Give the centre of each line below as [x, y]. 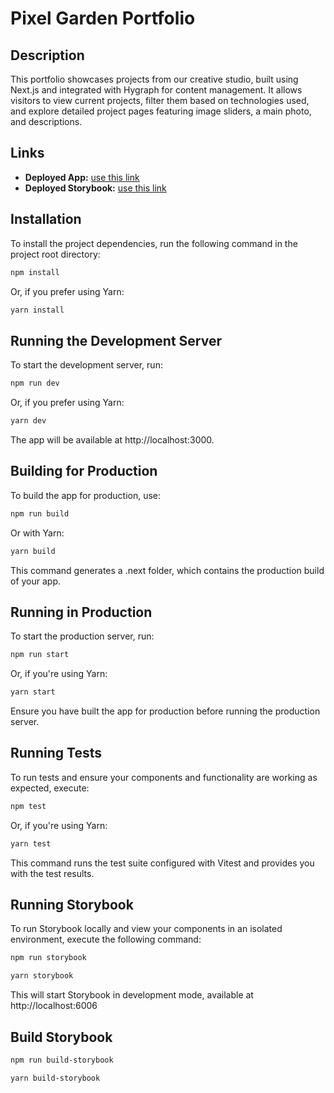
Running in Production [81, 612]
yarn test [31, 843]
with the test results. [52, 873]
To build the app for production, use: [86, 495]
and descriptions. [46, 121]
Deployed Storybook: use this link [95, 188]
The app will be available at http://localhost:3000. [112, 439]
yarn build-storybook [55, 1078]
